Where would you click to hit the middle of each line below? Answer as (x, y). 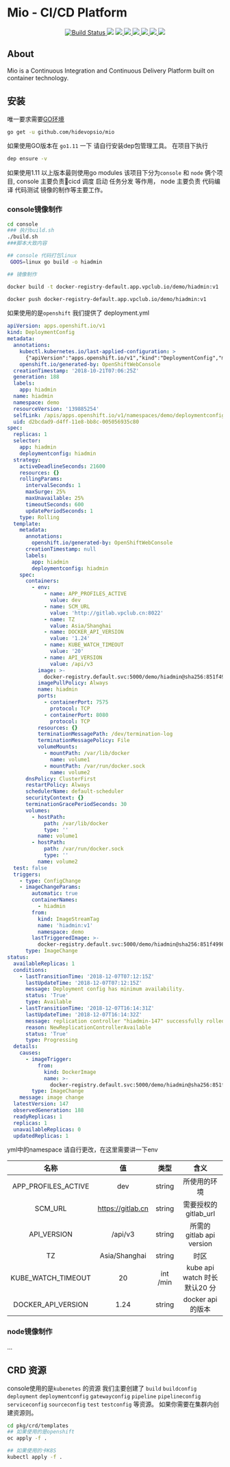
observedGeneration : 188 (49, 1110)
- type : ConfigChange (50, 881)
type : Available (48, 1002)
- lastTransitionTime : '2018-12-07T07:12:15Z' (87, 976)
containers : (42, 581)
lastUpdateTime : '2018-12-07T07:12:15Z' (84, 983)
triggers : (27, 874)
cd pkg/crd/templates (38, 1426)
